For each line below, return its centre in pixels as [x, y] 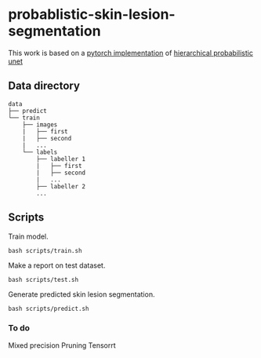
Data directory [44, 86]
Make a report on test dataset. [57, 265]
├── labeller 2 [61, 186]
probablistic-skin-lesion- [92, 15]
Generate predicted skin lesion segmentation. [82, 294]
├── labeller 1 [61, 159]
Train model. [28, 236]
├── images [40, 124]
